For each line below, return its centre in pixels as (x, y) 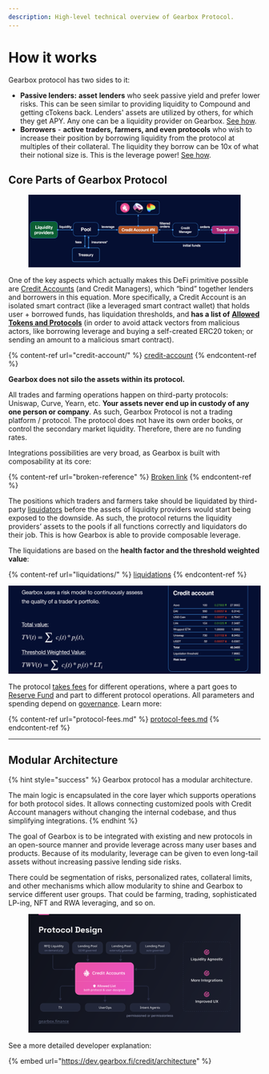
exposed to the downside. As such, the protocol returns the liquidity (120, 518)
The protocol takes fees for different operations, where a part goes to (123, 686)
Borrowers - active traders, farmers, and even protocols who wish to (136, 129)
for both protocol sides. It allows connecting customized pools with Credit (130, 803)
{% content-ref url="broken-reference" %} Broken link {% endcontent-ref (130, 477)
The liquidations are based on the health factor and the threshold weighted (134, 551)
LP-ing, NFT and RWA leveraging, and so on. (82, 903)
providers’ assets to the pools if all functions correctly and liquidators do (128, 527)
